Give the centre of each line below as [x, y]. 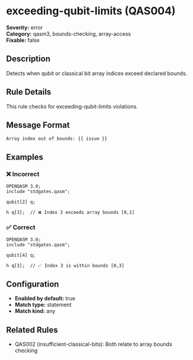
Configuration [33, 284]
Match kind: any [35, 311]
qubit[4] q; [21, 255]
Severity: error [25, 27]
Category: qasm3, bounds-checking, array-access [69, 33]
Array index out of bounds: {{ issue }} [57, 139]
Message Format [38, 125]
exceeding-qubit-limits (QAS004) [91, 11]
